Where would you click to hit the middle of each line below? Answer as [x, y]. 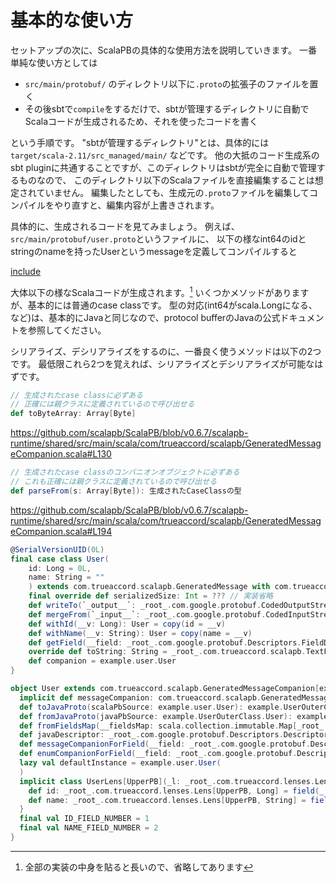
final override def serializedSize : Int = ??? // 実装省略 [150, 596]
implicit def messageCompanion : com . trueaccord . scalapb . [140, 697]
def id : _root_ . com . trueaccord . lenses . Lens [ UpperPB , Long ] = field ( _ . [178, 791]
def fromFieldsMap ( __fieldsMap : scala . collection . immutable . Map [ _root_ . [174, 726]
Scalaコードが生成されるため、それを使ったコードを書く [141, 121]
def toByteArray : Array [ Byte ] [73, 414]
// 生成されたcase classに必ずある [76, 395]
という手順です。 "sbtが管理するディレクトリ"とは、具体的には [140, 142]
